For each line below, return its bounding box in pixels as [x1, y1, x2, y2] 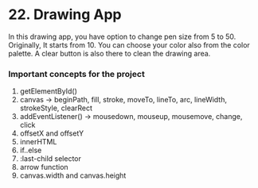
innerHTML [19, 137, 57, 147]
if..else [19, 145, 42, 155]
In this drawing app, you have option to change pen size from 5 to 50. [8, 32, 236, 41]
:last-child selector [19, 154, 81, 163]
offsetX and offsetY [19, 129, 84, 138]
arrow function [19, 163, 69, 172]
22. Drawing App [8, 6, 122, 24]
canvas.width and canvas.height [19, 171, 127, 180]
